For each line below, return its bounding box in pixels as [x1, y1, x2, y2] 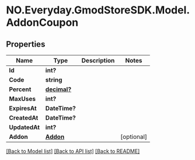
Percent [9, 85, 32, 93]
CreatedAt [9, 114, 39, 121]
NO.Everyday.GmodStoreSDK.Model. [6, 4, 190, 17]
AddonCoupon [6, 16, 79, 29]
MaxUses [9, 95, 36, 103]
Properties [6, 39, 46, 49]
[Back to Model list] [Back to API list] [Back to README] [6, 148, 140, 155]
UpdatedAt [9, 123, 40, 131]
